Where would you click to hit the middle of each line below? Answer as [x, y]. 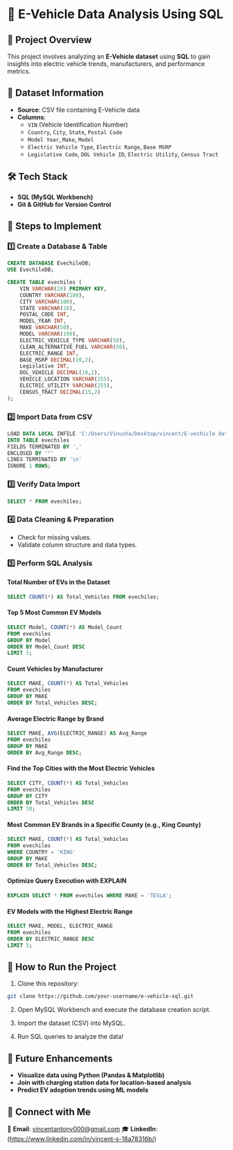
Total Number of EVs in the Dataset [59, 582]
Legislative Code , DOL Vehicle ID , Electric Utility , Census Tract [123, 154]
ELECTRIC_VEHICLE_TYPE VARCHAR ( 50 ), [73, 340]
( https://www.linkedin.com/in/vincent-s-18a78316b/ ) [82, 1139]
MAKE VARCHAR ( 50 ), [46, 328]
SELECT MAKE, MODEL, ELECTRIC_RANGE [60, 926]
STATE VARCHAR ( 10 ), [48, 308]
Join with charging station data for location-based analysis [104, 1083]
